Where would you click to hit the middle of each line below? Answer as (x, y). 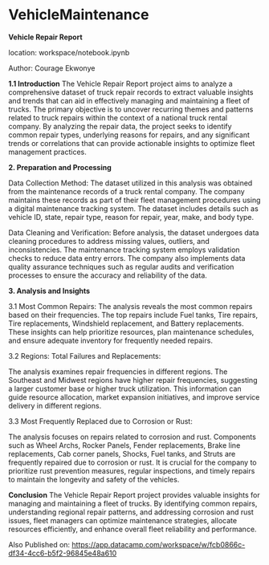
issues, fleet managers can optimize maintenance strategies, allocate (123, 520)
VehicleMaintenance (79, 15)
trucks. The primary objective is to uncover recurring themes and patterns (131, 109)
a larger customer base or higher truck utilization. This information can (125, 388)
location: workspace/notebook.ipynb (69, 52)
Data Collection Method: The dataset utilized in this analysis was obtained (130, 183)
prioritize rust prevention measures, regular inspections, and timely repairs (132, 470)
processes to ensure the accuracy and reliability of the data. (108, 275)
